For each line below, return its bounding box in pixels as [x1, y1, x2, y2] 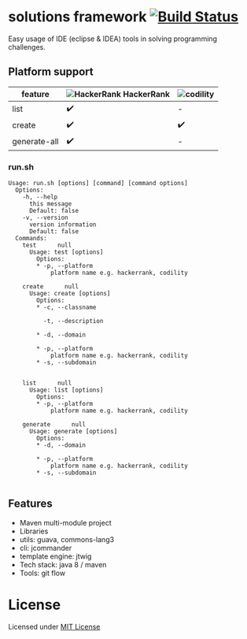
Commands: [15, 235, 47, 243]
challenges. [8, 42, 46, 51]
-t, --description [42, 318, 104, 325]
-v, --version [22, 214, 68, 222]
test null [22, 241, 72, 250]
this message [28, 200, 72, 208]
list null [22, 379, 72, 388]
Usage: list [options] [28, 386, 104, 394]
